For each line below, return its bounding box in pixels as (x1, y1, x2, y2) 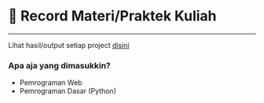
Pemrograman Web (19, 78, 82, 87)
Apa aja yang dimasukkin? (8, 60, 112, 71)
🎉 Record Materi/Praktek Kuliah (8, 7, 218, 25)
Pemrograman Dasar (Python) (19, 86, 116, 96)
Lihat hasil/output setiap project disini (8, 40, 130, 50)
